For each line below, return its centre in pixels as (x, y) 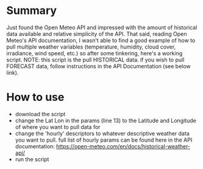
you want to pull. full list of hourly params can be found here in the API (104, 140)
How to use (35, 97)
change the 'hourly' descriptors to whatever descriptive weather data (102, 133)
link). (12, 72)
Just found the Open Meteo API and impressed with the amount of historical (102, 27)
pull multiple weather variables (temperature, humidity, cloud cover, (91, 47)
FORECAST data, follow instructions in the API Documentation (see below (98, 66)
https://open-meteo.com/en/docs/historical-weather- (123, 146)
